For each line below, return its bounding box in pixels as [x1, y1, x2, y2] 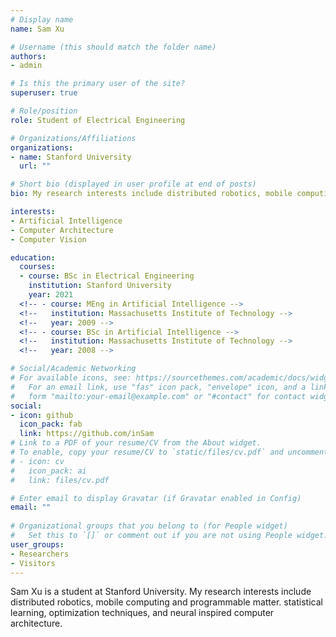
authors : [10, 51, 47, 61]
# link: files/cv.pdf [10, 475, 110, 485]
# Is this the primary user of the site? [10, 79, 186, 89]
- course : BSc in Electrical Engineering [19, 271, 195, 281]
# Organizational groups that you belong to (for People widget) [10, 521, 288, 531]
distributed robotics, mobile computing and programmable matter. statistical [10, 596, 323, 608]
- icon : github [10, 410, 74, 420]
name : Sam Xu [10, 24, 65, 34]
